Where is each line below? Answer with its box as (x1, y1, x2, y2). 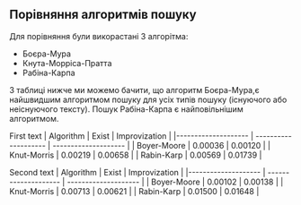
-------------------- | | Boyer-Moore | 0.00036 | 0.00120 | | (52, 140, 271, 150)
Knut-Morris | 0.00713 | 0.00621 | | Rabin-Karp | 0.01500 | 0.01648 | (9, 185, 260, 196)
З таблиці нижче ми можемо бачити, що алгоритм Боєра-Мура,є (9, 84, 260, 95)
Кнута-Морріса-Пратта (22, 57, 112, 68)
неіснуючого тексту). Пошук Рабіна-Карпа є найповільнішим (9, 103, 244, 115)
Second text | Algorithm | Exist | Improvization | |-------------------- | (9, 167, 266, 177)
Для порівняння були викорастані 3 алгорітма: (9, 30, 189, 41)
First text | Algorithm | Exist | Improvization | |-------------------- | (9, 130, 254, 141)
